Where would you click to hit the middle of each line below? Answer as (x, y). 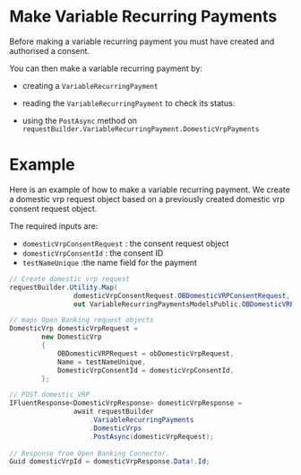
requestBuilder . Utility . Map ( (64, 287)
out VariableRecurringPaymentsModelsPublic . (158, 304)
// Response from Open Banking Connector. (90, 453)
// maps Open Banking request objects (82, 321)
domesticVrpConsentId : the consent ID (93, 252)
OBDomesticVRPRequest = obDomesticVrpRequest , (146, 353)
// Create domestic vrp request (69, 279)
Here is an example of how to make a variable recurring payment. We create (150, 189)
